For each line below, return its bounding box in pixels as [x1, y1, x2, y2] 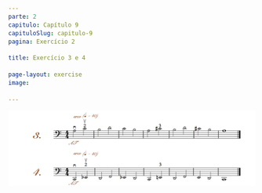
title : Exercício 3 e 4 [8, 54, 86, 62]
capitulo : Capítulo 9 [8, 20, 79, 29]
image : [8, 78, 30, 86]
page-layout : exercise [8, 71, 82, 78]
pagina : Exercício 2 [8, 38, 76, 46]
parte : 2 [8, 13, 37, 20]
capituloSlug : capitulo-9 [8, 29, 93, 37]
